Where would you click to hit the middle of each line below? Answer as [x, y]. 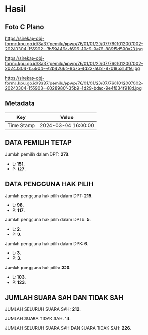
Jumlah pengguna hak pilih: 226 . [38, 268]
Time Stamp [21, 125]
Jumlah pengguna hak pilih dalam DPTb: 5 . [48, 220]
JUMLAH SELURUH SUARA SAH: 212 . [43, 309]
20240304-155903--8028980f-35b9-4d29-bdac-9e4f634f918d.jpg [73, 88]
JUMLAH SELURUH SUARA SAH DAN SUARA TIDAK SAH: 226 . [68, 328]
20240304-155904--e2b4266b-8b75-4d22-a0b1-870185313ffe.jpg [73, 68]
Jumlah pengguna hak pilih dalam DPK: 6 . [47, 244]
